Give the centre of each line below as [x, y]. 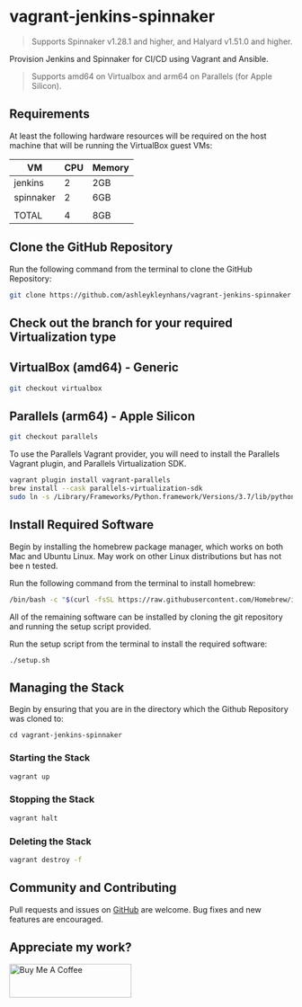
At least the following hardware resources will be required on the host [138, 136]
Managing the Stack [67, 687]
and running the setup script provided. [80, 626]
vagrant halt [34, 818]
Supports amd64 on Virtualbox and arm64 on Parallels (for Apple [151, 76]
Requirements [49, 114]
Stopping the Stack [52, 799]
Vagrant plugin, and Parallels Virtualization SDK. [98, 464]
